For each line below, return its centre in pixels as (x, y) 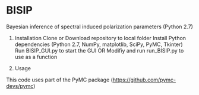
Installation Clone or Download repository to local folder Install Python (100, 38)
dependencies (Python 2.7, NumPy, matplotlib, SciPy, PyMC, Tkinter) (99, 44)
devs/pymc (20, 86)
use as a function (36, 57)
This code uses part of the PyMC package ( (59, 80)
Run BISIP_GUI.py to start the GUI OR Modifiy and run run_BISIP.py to (99, 50)
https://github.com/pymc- (144, 80)
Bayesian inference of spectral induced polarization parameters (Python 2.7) (99, 27)
